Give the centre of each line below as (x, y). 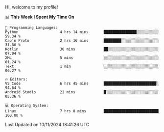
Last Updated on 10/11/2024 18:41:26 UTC (47, 124)
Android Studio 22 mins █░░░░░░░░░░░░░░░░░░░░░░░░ (82, 92)
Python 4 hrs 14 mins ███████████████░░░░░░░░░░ (82, 32)
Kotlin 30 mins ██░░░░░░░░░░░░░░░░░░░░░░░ (82, 49)
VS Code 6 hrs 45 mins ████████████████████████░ (82, 83)
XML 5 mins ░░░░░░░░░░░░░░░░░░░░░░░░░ (82, 58)
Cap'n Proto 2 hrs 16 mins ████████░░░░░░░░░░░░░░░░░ (82, 41)
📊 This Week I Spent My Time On (40, 17)
